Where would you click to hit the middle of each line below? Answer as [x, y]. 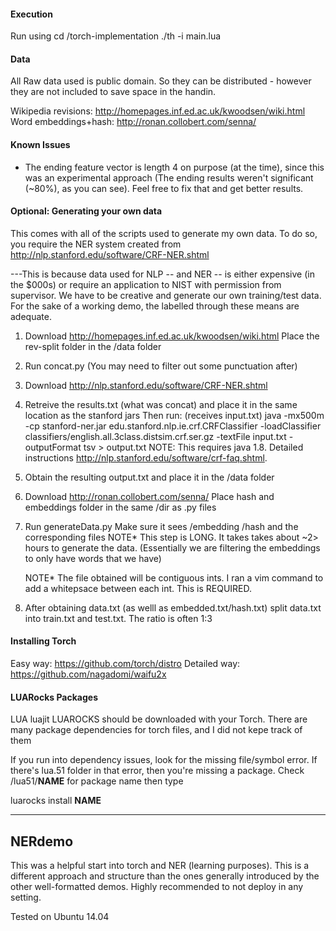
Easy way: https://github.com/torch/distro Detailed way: [125, 664]
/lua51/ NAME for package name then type [97, 781]
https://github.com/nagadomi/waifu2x [88, 674]
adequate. [31, 316]
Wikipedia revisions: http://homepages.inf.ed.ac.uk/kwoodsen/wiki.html [158, 111]
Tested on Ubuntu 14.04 [60, 917]
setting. [26, 897]
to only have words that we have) [93, 558]
